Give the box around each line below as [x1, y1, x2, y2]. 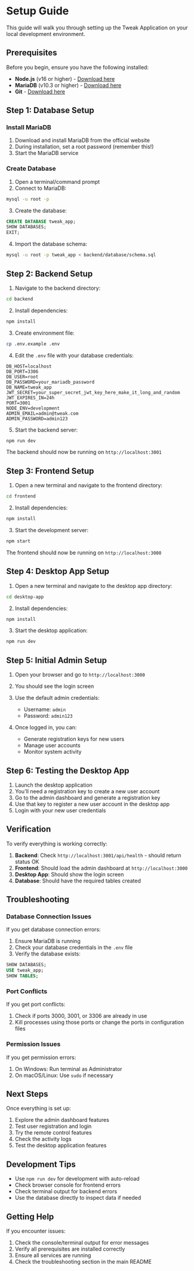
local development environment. [6, 30, 85, 37]
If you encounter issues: [6, 1227, 66, 1234]
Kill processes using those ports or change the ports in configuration [14, 1019, 184, 1026]
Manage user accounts [23, 742, 81, 749]
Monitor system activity [23, 748, 82, 756]
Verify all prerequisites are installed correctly [14, 1245, 125, 1252]
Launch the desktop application [14, 781, 93, 788]
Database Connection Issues [6, 912, 92, 921]
